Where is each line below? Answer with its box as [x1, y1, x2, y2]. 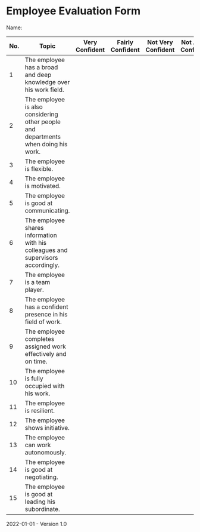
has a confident [24, 303, 68, 311]
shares [24, 223, 44, 232]
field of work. [24, 318, 62, 326]
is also [24, 103, 43, 111]
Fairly [117, 38, 134, 46]
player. [24, 285, 45, 294]
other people [24, 118, 61, 126]
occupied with [24, 382, 65, 390]
